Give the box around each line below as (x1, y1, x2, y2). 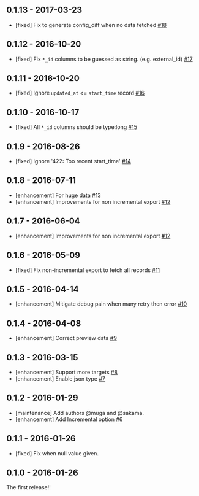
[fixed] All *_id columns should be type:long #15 (15, 123, 138, 131)
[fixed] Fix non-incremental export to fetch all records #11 (15, 266, 160, 274)
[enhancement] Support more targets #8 (15, 368, 118, 376)
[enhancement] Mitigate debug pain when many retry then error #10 (15, 300, 187, 308)
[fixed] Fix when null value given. (15, 449, 99, 457)
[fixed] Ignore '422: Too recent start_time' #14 (15, 158, 132, 165)
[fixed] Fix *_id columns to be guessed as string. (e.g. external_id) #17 (15, 55, 193, 63)
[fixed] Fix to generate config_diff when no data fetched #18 (15, 21, 167, 28)
